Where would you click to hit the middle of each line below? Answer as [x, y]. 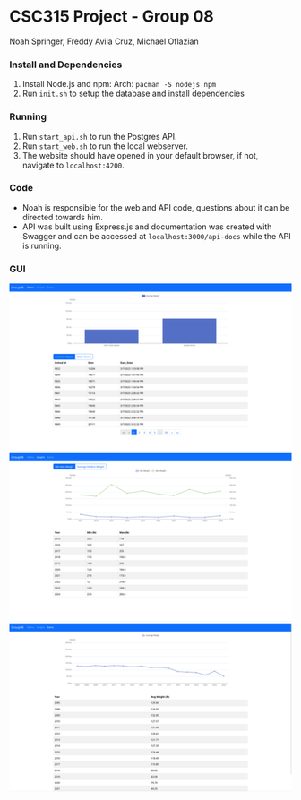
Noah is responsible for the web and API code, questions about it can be [156, 207]
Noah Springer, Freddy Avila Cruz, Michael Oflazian [104, 41]
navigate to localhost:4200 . [73, 165]
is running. [42, 245]
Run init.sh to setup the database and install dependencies [133, 94]
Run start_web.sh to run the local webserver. [105, 146]
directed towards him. [62, 217]
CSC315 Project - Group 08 [112, 17]
